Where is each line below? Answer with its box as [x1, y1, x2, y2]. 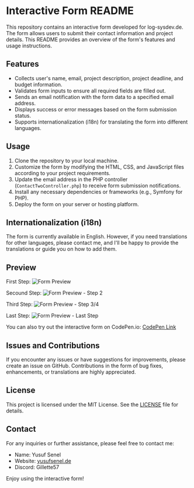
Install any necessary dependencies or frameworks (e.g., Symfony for [14, 188, 183, 195]
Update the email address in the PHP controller [14, 176, 128, 183]
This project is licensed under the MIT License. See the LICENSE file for [6, 401, 179, 408]
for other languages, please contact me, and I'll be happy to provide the [6, 239, 179, 247]
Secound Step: [6, 289, 42, 296]
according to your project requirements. [14, 169, 111, 176]
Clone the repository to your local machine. [14, 157, 119, 164]
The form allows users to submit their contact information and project [6, 29, 174, 36]
